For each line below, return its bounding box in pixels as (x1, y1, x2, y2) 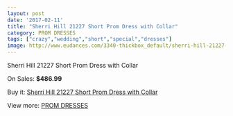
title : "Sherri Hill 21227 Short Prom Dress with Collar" (7, 23, 178, 30)
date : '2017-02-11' (7, 17, 64, 23)
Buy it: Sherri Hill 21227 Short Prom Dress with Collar (7, 88, 158, 96)
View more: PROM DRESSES (7, 101, 89, 109)
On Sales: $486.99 (7, 75, 62, 83)
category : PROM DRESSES (7, 29, 76, 37)
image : (7, 42, 26, 49)
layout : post (7, 10, 45, 17)
